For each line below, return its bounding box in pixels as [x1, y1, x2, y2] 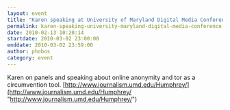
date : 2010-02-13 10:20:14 [7, 29, 84, 36]
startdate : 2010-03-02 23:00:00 [7, 36, 99, 42]
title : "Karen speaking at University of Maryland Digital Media [7, 16, 197, 23]
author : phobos [7, 49, 51, 55]
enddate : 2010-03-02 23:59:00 [7, 42, 94, 49]
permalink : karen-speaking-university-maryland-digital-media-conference [7, 23, 222, 29]
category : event [7, 55, 53, 61]
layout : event [7, 10, 48, 17]
